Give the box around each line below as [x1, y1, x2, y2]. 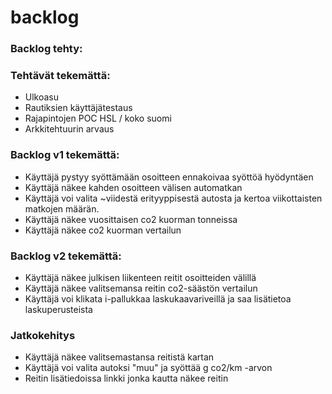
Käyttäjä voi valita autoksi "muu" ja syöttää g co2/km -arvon [24, 362, 273, 374]
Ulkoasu [24, 91, 60, 103]
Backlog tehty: [10, 42, 83, 56]
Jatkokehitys [10, 328, 76, 342]
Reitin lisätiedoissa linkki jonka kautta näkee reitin [24, 372, 229, 385]
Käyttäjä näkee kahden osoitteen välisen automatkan [24, 181, 243, 193]
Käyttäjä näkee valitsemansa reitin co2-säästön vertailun [24, 282, 258, 294]
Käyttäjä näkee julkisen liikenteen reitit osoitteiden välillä [24, 272, 257, 283]
